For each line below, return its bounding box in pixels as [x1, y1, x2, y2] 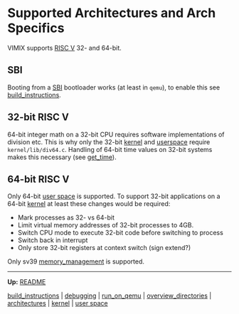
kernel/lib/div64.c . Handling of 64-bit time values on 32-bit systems [7, 145, 213, 153]
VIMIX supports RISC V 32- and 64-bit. [7, 43, 122, 52]
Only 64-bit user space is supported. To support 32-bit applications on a [7, 192, 221, 200]
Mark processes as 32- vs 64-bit [17, 213, 115, 222]
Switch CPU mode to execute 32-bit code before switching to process [17, 229, 224, 237]
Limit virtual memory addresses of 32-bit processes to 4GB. [17, 221, 194, 229]
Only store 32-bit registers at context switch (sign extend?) [17, 244, 191, 252]
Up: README [7, 278, 46, 286]
